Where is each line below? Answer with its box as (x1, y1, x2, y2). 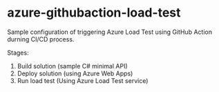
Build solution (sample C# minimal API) (17, 62, 128, 70)
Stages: (7, 48, 29, 57)
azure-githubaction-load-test (7, 5, 181, 21)
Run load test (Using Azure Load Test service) (17, 76, 149, 84)
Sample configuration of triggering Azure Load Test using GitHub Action (7, 28, 213, 36)
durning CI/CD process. (7, 35, 75, 43)
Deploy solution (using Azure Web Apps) (17, 69, 133, 77)
